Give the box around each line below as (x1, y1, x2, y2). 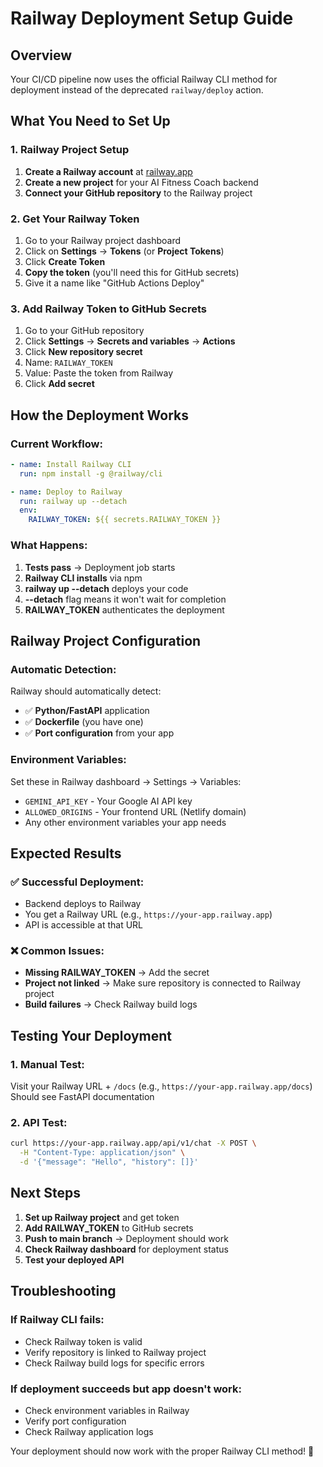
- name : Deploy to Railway (10, 487, 123, 497)
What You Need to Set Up (10, 113, 171, 130)
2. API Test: (10, 1116, 68, 1130)
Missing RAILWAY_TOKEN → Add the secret (24, 967, 210, 979)
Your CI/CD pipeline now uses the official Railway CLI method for (10, 73, 278, 85)
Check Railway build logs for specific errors (24, 1357, 205, 1369)
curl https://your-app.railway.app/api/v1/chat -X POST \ (10, 1138, 257, 1149)
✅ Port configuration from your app (24, 727, 175, 739)
